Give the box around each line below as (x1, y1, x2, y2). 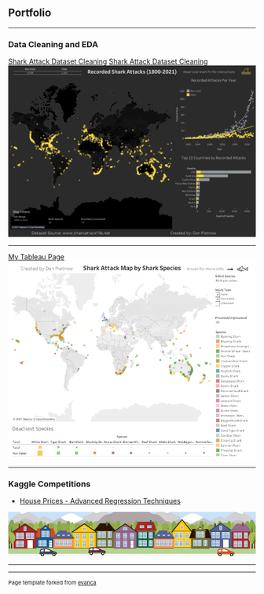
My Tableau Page (8, 251, 65, 262)
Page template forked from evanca (8, 578, 97, 586)
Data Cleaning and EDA (8, 38, 98, 49)
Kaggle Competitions (8, 478, 91, 489)
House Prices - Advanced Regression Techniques (19, 497, 181, 506)
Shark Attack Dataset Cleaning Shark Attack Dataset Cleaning (8, 57, 208, 66)
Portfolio (8, 6, 52, 20)
